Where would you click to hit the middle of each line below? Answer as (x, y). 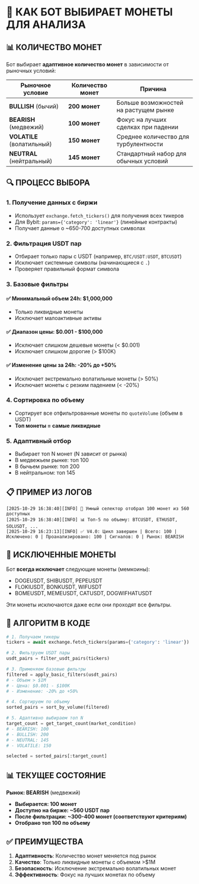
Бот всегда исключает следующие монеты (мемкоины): (78, 569)
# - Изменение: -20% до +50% (42, 691)
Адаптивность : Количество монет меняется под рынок (86, 856)
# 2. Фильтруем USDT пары (38, 653)
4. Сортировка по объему (45, 400)
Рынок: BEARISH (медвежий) (44, 793)
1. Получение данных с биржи (52, 202)
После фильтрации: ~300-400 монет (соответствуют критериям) (101, 817)
